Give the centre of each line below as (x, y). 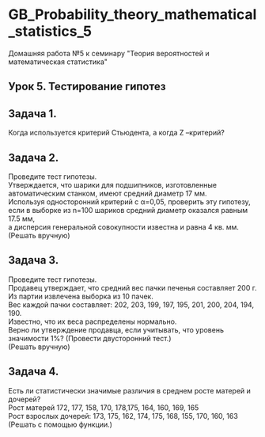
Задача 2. (34, 157)
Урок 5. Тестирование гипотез (87, 87)
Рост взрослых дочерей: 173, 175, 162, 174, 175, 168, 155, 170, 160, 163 (123, 416)
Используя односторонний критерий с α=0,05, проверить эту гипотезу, (129, 201)
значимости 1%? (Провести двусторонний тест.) (90, 338)
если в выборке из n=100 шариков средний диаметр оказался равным (128, 210)
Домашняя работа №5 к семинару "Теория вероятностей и (109, 53)
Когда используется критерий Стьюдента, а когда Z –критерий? (117, 133)
